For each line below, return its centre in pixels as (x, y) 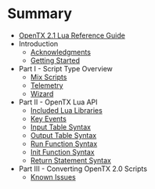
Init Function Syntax (62, 152)
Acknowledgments (61, 52)
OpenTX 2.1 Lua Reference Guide (72, 35)
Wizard (42, 93)
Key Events (49, 118)
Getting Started (55, 60)
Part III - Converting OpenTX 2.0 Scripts (83, 169)
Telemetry (47, 85)
